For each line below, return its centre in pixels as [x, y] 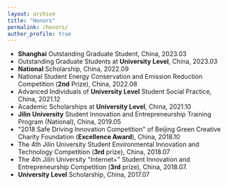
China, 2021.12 [39, 99]
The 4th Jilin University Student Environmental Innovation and [108, 144]
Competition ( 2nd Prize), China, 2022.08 [77, 84]
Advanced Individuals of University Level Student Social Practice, [115, 92]
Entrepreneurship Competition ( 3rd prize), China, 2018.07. [102, 167]
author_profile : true [40, 34]
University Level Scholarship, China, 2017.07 [83, 175]
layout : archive [31, 14]
